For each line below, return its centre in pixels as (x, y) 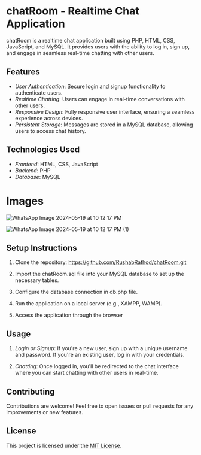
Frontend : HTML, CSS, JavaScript (57, 164)
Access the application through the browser (69, 315)
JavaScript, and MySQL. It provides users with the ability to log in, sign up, (98, 47)
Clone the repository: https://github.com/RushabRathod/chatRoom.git (100, 262)
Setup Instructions (42, 248)
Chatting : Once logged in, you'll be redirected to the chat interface (97, 366)
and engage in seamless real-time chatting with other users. (80, 53)
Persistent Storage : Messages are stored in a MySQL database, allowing (104, 125)
